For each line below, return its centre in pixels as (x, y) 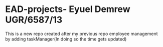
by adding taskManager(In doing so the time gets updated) (66, 39)
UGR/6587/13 (34, 20)
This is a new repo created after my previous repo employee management (81, 33)
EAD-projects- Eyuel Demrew (68, 9)
